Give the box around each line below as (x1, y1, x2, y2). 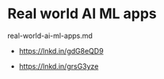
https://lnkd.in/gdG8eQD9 (18, 46, 104, 55)
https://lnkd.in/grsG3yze (18, 61, 99, 71)
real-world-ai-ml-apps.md (7, 31, 93, 40)
